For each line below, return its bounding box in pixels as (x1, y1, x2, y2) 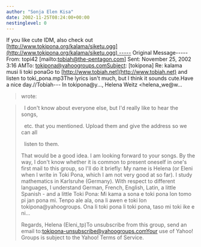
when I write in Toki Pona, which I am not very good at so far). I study (20, 171, 193, 178)
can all (20, 129, 38, 136)
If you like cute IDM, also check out (6, 37, 93, 44)
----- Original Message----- (119, 49, 188, 56)
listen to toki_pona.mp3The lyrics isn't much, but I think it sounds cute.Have (6, 75, 194, 82)
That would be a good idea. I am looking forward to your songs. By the (20, 152, 196, 159)
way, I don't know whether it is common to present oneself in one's (20, 159, 187, 166)
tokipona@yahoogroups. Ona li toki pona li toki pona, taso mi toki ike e (20, 203, 195, 210)
